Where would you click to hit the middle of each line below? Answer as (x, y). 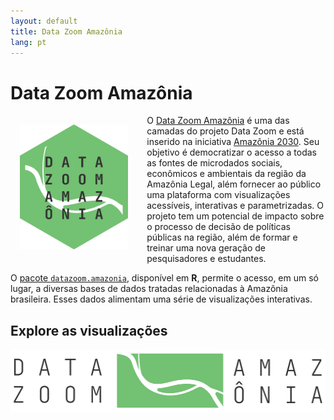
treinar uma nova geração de (206, 248)
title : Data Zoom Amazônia (66, 31)
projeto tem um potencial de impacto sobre (235, 216)
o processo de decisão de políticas (218, 227)
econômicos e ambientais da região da (226, 174)
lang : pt (28, 42)
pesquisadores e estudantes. (206, 259)
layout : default (44, 21)
